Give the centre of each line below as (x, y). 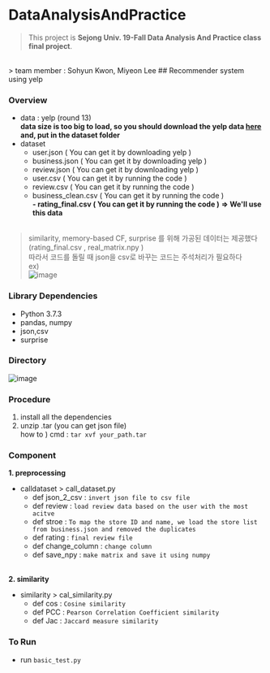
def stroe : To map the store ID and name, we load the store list (145, 522)
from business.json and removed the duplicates (114, 530)
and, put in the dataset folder (70, 135)
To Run (22, 642)
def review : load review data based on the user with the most (140, 506)
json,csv (34, 331)
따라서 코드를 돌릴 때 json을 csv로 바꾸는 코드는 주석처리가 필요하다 (135, 257)
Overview (28, 100)
